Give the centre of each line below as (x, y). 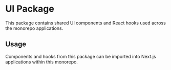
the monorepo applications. (34, 28)
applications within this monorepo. (42, 62)
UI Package (30, 9)
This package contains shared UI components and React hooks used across (86, 23)
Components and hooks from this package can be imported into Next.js (81, 56)
